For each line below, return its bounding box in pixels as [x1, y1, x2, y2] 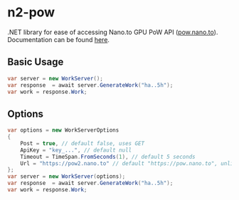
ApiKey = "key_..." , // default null [20, 147, 132, 154]
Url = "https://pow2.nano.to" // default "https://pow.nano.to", [20, 159, 218, 167]
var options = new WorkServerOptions [7, 127, 119, 134]
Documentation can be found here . [7, 35, 110, 43]
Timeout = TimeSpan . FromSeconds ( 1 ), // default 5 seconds [20, 153, 196, 160]
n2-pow [7, 4, 55, 21]
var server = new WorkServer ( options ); [7, 173, 126, 180]
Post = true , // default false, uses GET [20, 140, 144, 147]
